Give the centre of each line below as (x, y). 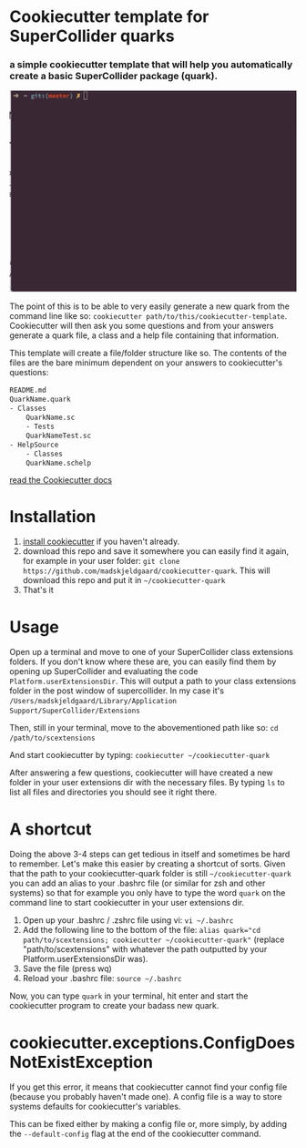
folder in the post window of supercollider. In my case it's (117, 691)
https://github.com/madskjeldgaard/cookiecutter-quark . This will (146, 570)
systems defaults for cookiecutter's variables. (95, 1107)
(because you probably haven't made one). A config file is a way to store (146, 1097)
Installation (53, 516)
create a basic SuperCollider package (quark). (114, 77)
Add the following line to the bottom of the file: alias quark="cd (142, 930)
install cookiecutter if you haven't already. (101, 542)
